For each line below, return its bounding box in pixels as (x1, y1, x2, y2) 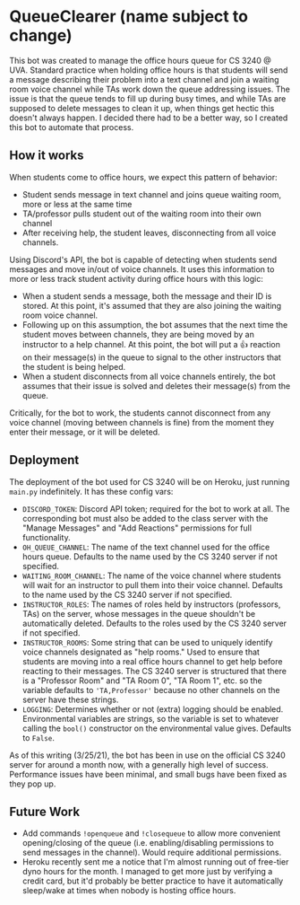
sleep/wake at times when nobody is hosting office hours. (21, 885, 236, 896)
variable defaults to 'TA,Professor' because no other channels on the (21, 684, 280, 695)
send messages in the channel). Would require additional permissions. (21, 847, 282, 858)
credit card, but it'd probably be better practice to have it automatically (21, 875, 284, 886)
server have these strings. (21, 694, 119, 705)
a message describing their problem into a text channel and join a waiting (9, 74, 279, 84)
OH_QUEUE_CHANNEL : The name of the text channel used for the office (21, 541, 270, 552)
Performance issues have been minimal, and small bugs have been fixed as (9, 769, 287, 779)
